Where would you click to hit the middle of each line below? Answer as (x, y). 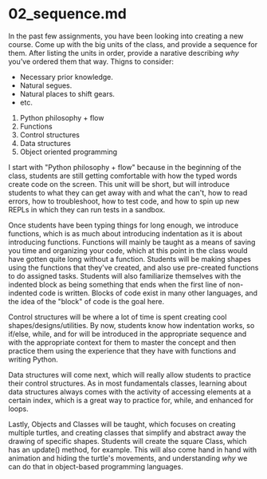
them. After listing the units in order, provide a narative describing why (124, 53)
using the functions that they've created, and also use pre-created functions (133, 267)
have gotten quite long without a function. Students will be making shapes (130, 259)
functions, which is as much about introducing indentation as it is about (126, 233)
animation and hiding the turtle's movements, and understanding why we (128, 458)
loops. (19, 409)
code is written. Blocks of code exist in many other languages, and (148, 293)
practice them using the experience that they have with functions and (122, 350)
